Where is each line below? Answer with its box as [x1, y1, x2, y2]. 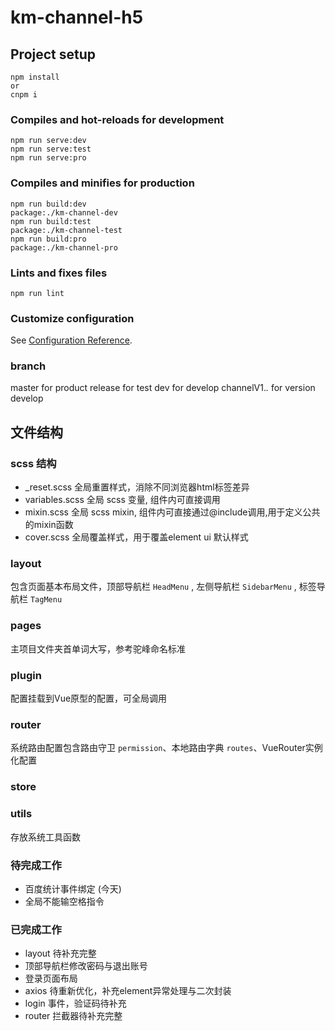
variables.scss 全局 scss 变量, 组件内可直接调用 [24, 494, 221, 506]
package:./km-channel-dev [10, 207, 118, 218]
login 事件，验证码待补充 [24, 997, 127, 1010]
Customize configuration [10, 311, 135, 325]
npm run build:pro [10, 234, 87, 244]
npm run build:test [10, 216, 92, 226]
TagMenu [29, 595, 63, 605]
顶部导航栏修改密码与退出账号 [24, 960, 148, 972]
